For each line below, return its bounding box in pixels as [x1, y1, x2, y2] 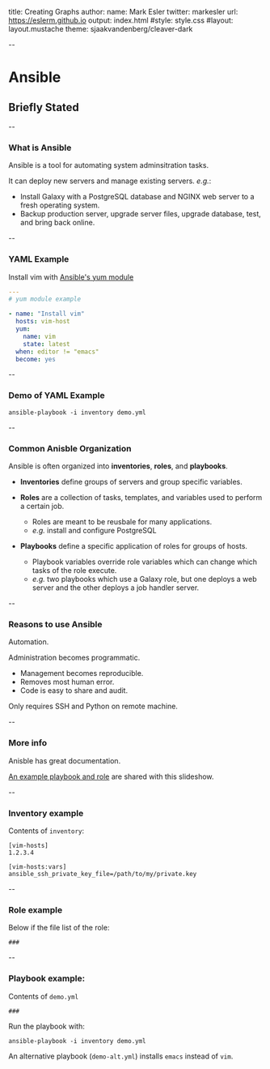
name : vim [23, 332, 57, 340]
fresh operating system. [19, 200, 100, 210]
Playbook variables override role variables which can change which [32, 557, 257, 567]
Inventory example [8, 807, 84, 819]
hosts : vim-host [15, 318, 70, 326]
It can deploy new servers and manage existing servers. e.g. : [8, 176, 212, 186]
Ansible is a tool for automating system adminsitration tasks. [8, 160, 209, 170]
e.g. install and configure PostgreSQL [32, 526, 157, 536]
